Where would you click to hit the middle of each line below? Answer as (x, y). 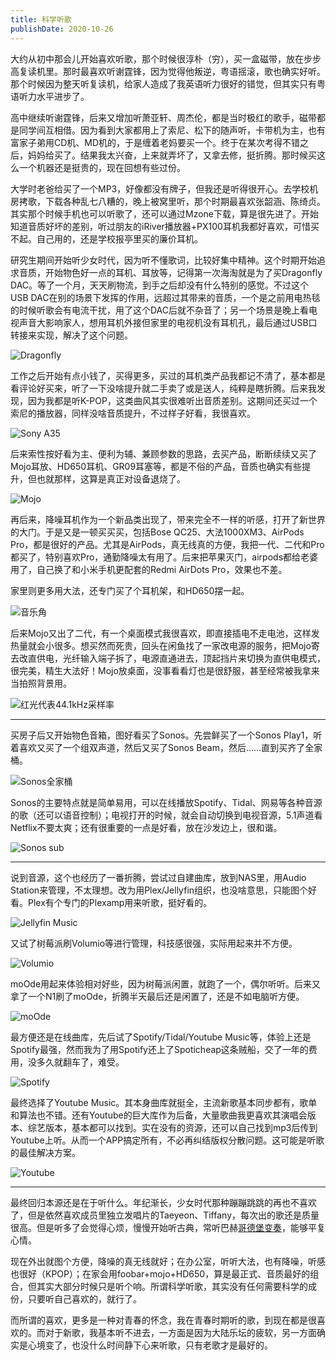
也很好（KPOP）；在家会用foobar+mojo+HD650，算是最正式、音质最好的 (160, 1273)
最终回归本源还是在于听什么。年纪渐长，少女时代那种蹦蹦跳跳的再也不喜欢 (163, 1202)
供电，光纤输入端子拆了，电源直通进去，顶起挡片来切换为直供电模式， (181, 658)
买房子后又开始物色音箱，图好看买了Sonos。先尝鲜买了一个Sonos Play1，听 (166, 735)
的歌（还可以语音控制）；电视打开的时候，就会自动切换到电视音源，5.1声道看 (166, 815)
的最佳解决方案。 (45, 1152)
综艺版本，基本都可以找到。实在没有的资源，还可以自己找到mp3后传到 (172, 1127)
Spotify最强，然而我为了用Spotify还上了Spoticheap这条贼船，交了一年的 (159, 1049)
